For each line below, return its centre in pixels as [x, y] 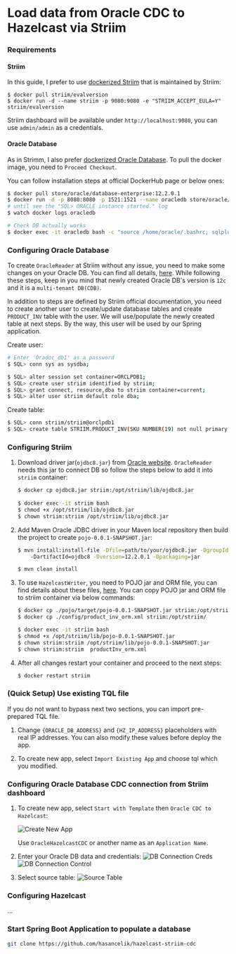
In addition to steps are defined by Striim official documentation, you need [114, 302]
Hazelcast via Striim [67, 28]
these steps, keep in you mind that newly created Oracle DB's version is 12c [117, 280]
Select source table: [46, 877]
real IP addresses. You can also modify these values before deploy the [119, 737]
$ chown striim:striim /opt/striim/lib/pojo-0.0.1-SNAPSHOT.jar [113, 643]
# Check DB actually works [47, 226]
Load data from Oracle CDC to [96, 13]
